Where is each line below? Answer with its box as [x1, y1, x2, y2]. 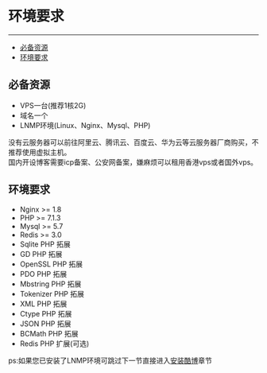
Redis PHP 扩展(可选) [19, 339, 90, 348]
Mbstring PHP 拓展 [19, 279, 82, 289]
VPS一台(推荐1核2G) [19, 100, 87, 110]
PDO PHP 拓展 [19, 269, 68, 278]
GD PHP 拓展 [19, 249, 63, 258]
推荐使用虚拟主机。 [8, 147, 72, 157]
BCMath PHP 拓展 [19, 328, 79, 338]
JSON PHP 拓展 [19, 319, 72, 328]
